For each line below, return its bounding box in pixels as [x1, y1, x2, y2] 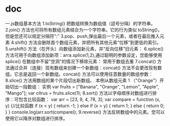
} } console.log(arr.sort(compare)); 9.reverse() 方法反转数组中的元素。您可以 [5, 109, 165, 115]
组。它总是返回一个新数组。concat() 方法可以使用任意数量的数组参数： [5, 71, 153, 77]
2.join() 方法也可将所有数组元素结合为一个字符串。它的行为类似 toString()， [5, 26, 162, 33]
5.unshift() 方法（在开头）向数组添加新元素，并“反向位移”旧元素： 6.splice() [5, 46, 164, 52]
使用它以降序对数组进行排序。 [5, 115, 67, 121]
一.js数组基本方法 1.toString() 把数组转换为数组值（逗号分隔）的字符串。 [5, 20, 156, 26]
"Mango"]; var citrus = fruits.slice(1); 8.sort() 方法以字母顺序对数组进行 [5, 90, 153, 96]
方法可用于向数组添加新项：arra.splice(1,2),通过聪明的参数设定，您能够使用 [5, 52, 162, 58]
